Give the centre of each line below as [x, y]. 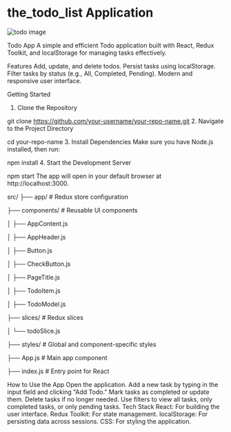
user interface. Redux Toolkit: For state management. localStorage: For [108, 414]
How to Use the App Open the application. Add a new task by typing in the [113, 384]
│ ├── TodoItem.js [34, 290]
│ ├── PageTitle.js [34, 277]
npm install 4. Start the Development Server [69, 162]
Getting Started [29, 94]
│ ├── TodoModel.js [37, 304]
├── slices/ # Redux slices [46, 317]
